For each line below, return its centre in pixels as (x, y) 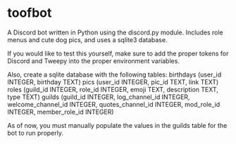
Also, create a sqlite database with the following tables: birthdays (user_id (114, 74)
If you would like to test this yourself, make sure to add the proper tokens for (118, 53)
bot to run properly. (35, 133)
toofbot (30, 13)
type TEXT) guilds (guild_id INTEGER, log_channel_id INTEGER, (99, 97)
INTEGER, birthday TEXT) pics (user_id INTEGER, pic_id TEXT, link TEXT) (113, 81)
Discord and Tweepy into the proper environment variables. (93, 60)
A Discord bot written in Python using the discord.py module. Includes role (115, 32)
